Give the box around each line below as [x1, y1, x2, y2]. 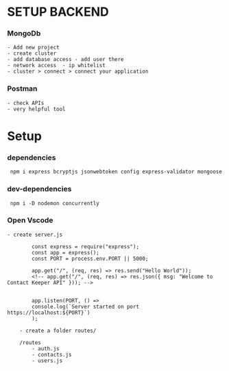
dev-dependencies [7, 184, 72, 194]
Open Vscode [7, 215, 53, 225]
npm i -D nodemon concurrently [10, 200, 99, 206]
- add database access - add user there [7, 56, 125, 63]
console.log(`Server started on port [32, 303, 139, 310]
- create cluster [7, 50, 57, 57]
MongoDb [7, 29, 41, 38]
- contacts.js [32, 351, 72, 358]
